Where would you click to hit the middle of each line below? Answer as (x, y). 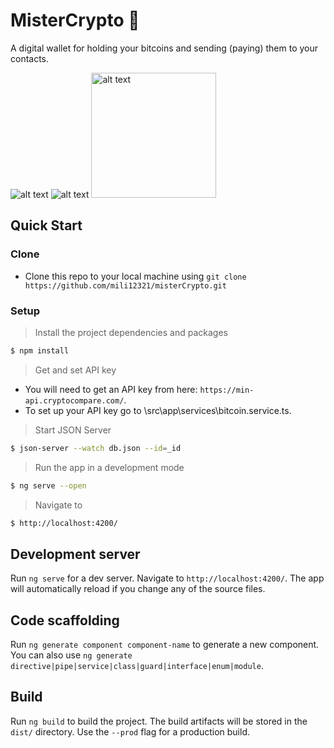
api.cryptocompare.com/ (74, 400)
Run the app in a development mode (109, 467)
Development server (75, 554)
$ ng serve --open (48, 485)
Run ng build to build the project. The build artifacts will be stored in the (159, 721)
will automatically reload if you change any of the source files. (138, 589)
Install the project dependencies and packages (131, 332)
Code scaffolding (65, 620)
